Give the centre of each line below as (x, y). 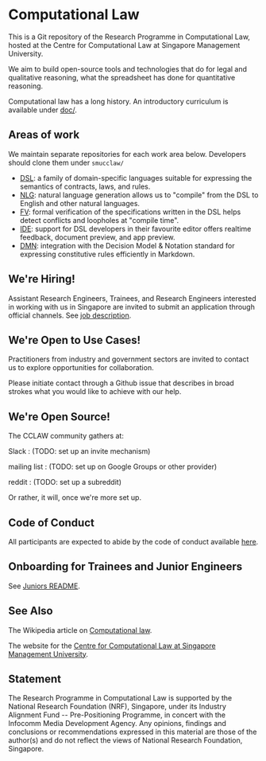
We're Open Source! (60, 417)
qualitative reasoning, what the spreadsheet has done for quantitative (122, 77)
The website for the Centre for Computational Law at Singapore (112, 646)
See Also (31, 611)
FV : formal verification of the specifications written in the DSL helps (130, 212)
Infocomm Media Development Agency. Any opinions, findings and (117, 724)
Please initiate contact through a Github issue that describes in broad (121, 383)
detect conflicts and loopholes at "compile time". (99, 220)
